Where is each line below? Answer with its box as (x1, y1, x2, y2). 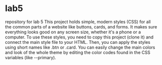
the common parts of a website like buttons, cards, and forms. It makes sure (5, 24, 158, 29)
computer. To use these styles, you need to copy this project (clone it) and (5, 34, 154, 40)
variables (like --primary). (5, 54, 56, 60)
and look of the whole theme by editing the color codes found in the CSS (5, 49, 150, 55)
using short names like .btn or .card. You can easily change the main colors (5, 44, 155, 50)
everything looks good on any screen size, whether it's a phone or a (5, 29, 141, 35)
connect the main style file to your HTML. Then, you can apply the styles (5, 39, 150, 45)
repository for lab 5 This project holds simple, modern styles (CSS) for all (5, 19, 151, 25)
